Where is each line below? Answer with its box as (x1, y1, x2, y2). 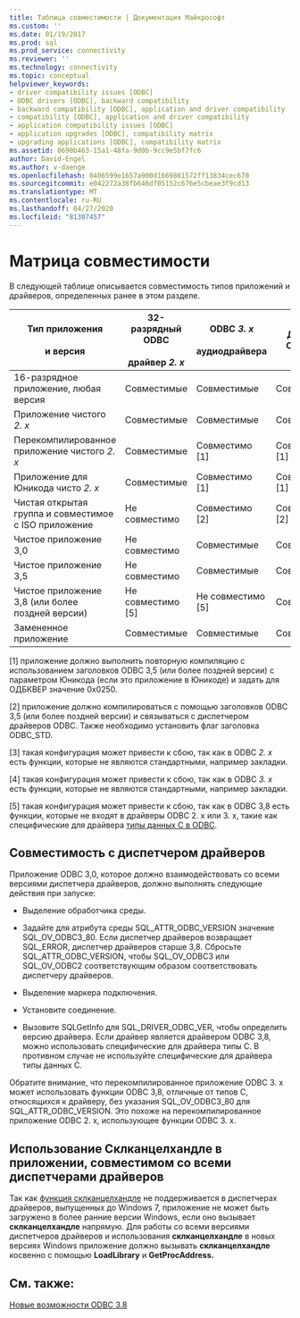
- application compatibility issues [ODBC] (9, 122, 174, 130)
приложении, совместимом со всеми (9, 1154, 232, 1171)
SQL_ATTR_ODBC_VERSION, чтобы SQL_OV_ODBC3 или (21, 951, 229, 961)
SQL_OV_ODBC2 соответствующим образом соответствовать (21, 961, 258, 971)
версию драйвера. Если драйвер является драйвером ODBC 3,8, (21, 1031, 271, 1042)
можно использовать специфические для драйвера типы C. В (21, 1041, 260, 1052)
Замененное (13, 621, 69, 634)
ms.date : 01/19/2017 (9, 29, 87, 38)
